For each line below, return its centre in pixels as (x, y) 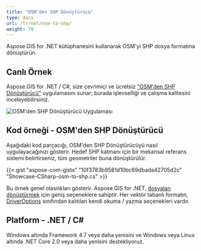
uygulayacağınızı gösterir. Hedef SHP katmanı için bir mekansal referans (97, 151)
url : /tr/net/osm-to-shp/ (39, 23)
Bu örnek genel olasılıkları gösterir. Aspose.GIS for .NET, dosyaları (89, 188)
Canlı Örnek (29, 72)
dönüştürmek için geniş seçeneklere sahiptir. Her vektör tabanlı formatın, (97, 194)
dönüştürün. (22, 53)
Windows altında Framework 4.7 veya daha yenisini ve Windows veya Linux (101, 235)
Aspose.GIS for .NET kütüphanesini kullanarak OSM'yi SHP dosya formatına (101, 46)
